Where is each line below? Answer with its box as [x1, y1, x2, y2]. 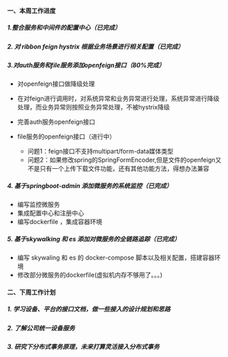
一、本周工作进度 [7, 6, 56, 15]
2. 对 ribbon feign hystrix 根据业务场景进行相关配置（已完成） [7, 42, 184, 51]
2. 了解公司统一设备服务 [7, 324, 75, 332]
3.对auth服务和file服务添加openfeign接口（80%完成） [7, 61, 165, 69]
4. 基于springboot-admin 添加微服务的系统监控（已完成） [7, 181, 173, 190]
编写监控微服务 [17, 201, 60, 209]
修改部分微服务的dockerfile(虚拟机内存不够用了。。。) [17, 271, 163, 280]
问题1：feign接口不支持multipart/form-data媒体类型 [27, 147, 174, 156]
